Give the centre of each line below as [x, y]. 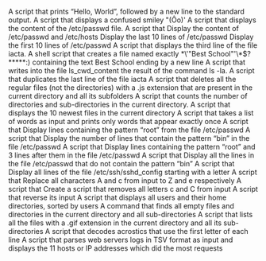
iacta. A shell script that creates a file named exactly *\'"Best [107, 54]
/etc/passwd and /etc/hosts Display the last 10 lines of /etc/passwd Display [131, 37]
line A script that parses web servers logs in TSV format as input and [121, 240]
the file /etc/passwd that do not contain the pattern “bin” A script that [121, 164]
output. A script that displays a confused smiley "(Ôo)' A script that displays [132, 20]
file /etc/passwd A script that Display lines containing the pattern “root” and [132, 147]
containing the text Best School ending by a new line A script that [139, 62]
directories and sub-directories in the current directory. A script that [120, 104]
